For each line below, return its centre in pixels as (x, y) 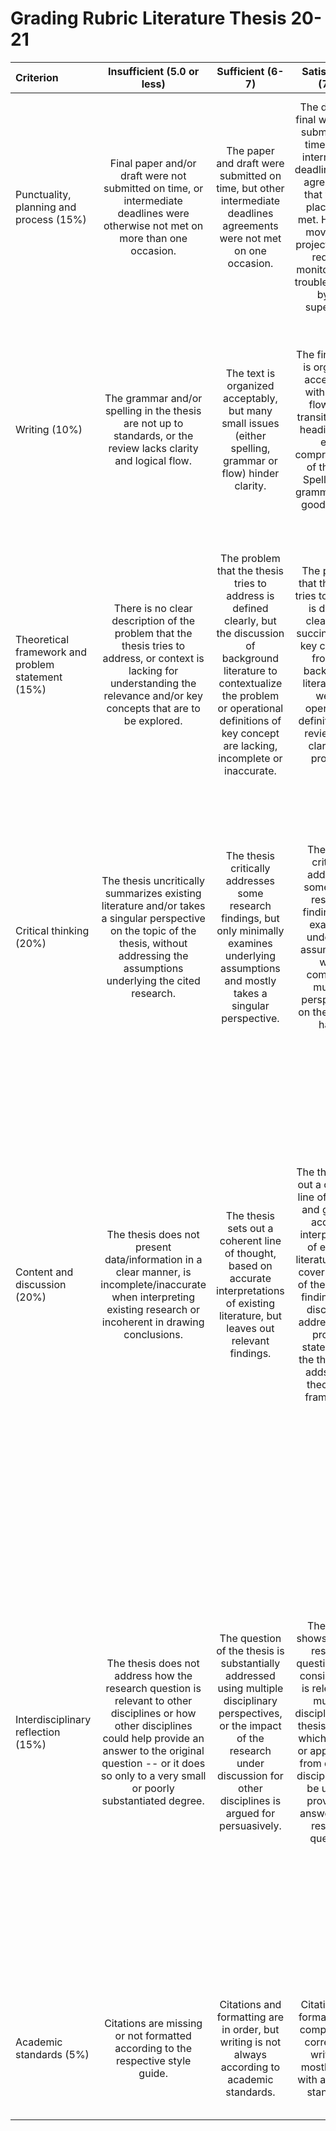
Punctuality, (43, 194)
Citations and (250, 2004)
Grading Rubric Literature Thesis (148, 18)
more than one (153, 238)
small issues (250, 423)
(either (250, 435)
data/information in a (153, 1259)
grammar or (250, 460)
